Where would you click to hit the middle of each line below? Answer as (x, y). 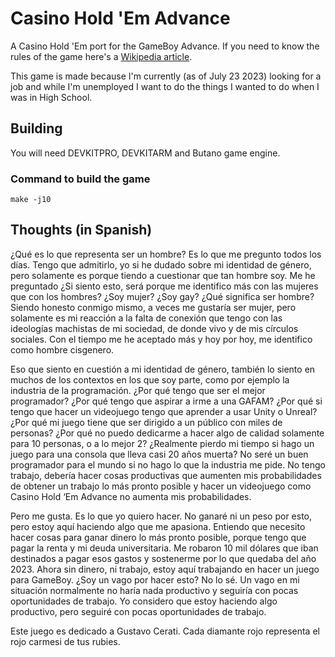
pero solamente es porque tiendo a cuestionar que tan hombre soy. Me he (163, 275)
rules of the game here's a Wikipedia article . (101, 56)
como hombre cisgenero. (62, 349)
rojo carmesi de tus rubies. (65, 641)
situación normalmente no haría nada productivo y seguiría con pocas (154, 590)
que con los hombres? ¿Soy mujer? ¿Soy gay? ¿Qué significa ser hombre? (162, 296)
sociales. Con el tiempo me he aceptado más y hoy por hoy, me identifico (161, 339)
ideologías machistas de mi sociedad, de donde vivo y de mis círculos (154, 328)
